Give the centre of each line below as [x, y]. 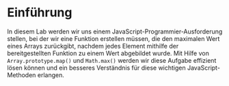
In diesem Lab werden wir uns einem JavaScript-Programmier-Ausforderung [115, 31]
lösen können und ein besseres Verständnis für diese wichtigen [96, 68]
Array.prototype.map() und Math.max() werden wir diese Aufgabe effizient [112, 60]
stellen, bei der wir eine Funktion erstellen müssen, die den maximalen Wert [113, 38]
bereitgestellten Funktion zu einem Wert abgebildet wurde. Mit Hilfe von [108, 53]
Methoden [22, 75]
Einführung [40, 13]
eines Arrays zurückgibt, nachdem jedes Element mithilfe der [93, 46]
